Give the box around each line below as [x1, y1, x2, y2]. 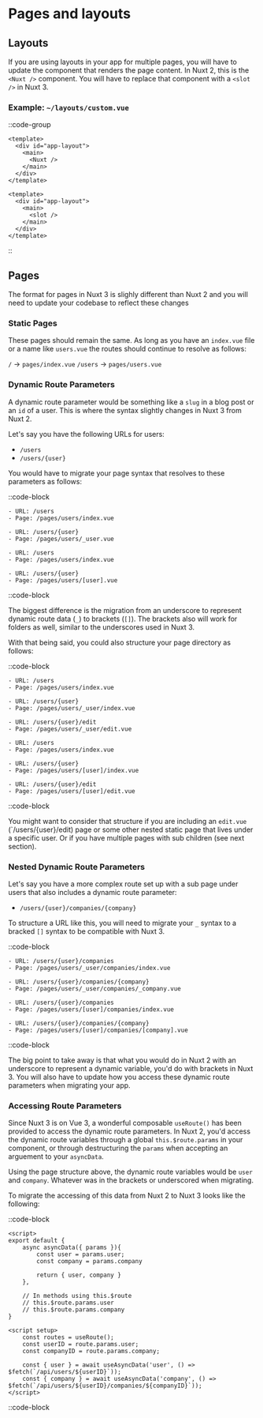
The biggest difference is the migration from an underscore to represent [8, 605, 242, 615]
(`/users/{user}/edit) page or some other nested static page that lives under [8, 825, 254, 834]
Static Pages [8, 318, 57, 329]
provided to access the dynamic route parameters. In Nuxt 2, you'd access [8, 1127, 250, 1136]
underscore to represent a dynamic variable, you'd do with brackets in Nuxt [8, 1064, 254, 1073]
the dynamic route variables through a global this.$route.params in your [8, 1135, 243, 1145]
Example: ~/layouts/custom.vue [8, 102, 130, 113]
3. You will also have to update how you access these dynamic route [8, 1072, 230, 1081]
